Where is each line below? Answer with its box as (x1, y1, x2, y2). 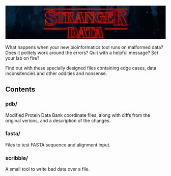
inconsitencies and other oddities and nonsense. (5, 70, 107, 77)
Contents (5, 85, 36, 94)
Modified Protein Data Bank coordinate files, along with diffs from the (5, 112, 150, 118)
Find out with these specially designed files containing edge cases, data (5, 65, 157, 71)
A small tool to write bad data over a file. (5, 166, 90, 172)
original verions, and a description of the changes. (5, 117, 111, 123)
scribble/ (5, 154, 28, 161)
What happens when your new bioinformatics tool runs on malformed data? (5, 44, 164, 50)
